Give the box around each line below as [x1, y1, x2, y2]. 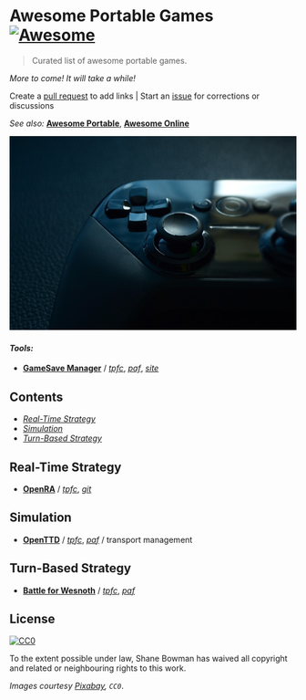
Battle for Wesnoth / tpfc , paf [22, 585, 136, 596]
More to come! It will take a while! [9, 72, 137, 83]
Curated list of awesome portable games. [31, 55, 188, 66]
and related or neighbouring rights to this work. [9, 663, 187, 674]
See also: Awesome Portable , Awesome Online [9, 118, 189, 129]
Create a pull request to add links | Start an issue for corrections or [9, 90, 260, 101]
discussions [9, 99, 55, 110]
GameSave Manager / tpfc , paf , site [22, 362, 159, 374]
